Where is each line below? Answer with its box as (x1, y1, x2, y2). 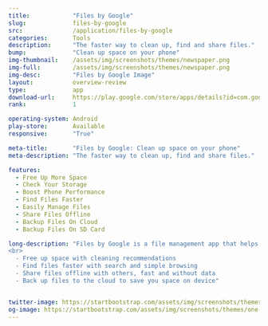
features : (8, 166, 41, 174)
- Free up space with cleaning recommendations (15, 254, 177, 263)
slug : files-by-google (8, 19, 127, 27)
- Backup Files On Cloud (15, 218, 98, 226)
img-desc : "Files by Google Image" (8, 71, 156, 79)
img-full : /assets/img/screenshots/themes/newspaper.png (8, 64, 230, 72)
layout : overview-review (8, 78, 127, 86)
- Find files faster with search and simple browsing (15, 262, 198, 270)
